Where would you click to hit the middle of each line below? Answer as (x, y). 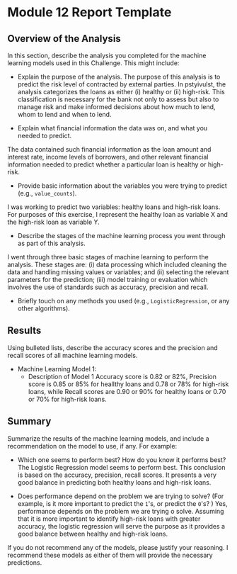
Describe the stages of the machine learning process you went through (121, 236)
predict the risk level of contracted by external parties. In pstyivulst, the (122, 84)
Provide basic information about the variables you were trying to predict (122, 186)
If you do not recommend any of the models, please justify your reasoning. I (118, 547)
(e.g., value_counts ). (47, 193)
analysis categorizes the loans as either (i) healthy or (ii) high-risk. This (121, 92)
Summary (29, 421)
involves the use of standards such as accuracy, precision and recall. (108, 287)
